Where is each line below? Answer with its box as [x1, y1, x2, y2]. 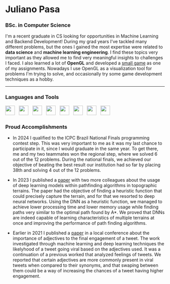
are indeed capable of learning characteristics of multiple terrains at [12, 215, 155, 221]
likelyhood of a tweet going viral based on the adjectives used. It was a [12, 246, 161, 252]
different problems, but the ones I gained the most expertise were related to [5, 44, 163, 50]
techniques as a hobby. [5, 76, 54, 82]
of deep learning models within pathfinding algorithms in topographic [12, 183, 157, 189]
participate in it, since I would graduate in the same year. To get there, [12, 146, 158, 152]
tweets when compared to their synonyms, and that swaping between [12, 262, 158, 268]
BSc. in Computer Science [5, 22, 71, 29]
